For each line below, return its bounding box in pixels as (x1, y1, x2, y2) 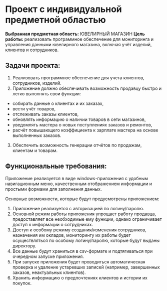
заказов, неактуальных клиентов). (12, 269, 86, 275)
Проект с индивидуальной (5, 4, 122, 15)
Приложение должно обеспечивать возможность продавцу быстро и (12, 85, 162, 91)
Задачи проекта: (5, 61, 60, 70)
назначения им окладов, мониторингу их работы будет (12, 232, 131, 238)
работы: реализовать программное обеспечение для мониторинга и (5, 36, 154, 42)
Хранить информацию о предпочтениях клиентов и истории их (12, 274, 147, 280)
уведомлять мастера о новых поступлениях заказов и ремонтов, (12, 121, 152, 127)
